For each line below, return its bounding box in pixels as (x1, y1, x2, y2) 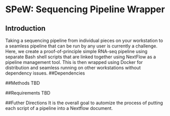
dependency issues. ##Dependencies (5, 70, 85, 76)
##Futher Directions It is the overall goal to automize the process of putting (5, 100, 163, 106)
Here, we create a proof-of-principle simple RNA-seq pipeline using (5, 49, 148, 54)
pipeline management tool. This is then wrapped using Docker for (5, 59, 143, 65)
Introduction (5, 24, 46, 33)
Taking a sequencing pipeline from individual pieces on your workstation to (5, 37, 163, 43)
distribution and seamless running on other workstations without (5, 65, 141, 71)
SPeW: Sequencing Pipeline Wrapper (5, 4, 165, 15)
